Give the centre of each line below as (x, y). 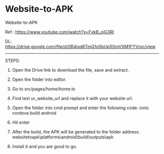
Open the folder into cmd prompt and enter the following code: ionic (81, 108)
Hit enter (21, 122)
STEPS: (13, 60)
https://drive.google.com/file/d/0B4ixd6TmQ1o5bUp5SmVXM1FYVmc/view (80, 46)
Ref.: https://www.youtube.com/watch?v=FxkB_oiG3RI (60, 32)
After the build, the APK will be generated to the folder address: (76, 132)
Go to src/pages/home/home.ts (44, 89)
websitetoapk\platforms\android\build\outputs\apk (63, 137)
